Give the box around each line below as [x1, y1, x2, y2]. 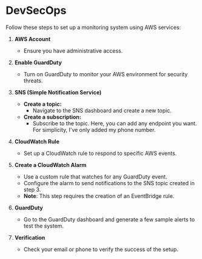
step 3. [23, 186, 41, 193]
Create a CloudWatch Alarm [14, 161, 87, 168]
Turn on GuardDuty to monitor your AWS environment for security [23, 70, 188, 77]
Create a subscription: [23, 113, 81, 120]
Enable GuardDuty [14, 59, 62, 66]
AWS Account [14, 35, 51, 42]
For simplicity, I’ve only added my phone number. [32, 126, 156, 133]
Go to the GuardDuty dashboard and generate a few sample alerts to [23, 215, 195, 223]
